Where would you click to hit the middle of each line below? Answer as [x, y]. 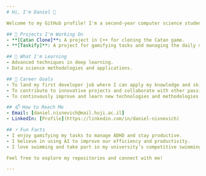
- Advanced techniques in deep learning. [60, 63]
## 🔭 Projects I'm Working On [45, 34]
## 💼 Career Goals [30, 79]
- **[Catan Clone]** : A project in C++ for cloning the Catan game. [96, 40]
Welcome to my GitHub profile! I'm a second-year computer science [94, 23]
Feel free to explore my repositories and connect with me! [85, 158]
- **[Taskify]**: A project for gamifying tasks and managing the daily [101, 46]
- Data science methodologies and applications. [70, 68]
